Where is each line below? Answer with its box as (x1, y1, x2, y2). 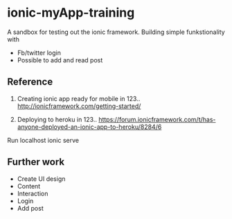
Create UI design (17, 175, 66, 183)
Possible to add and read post (17, 55, 103, 64)
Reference (7, 76, 53, 88)
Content (17, 182, 41, 190)
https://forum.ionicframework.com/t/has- (98, 115, 216, 123)
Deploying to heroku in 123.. (17, 115, 97, 123)
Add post (17, 204, 44, 212)
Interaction (17, 189, 48, 198)
